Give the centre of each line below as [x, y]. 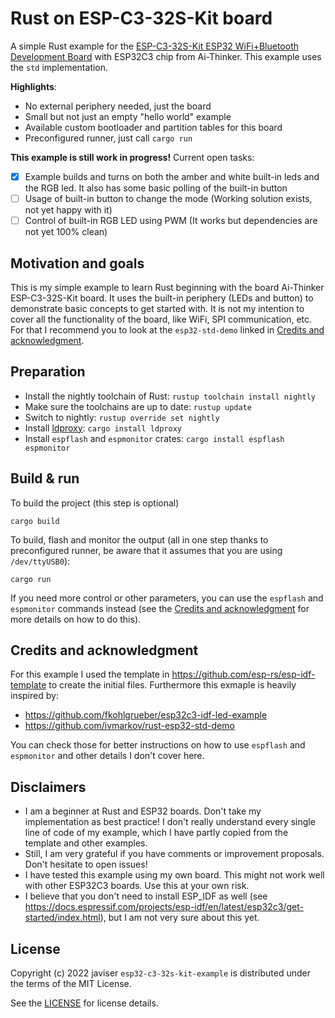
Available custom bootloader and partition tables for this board [153, 127]
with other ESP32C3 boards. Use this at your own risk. [137, 886]
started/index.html [62, 918]
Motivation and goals [77, 263]
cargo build [35, 521]
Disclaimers [48, 787]
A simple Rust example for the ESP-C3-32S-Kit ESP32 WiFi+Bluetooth [155, 46]
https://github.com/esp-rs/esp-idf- [243, 674]
